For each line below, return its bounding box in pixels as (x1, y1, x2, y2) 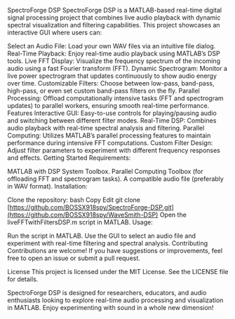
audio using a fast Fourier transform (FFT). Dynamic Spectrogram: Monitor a (7, 65, 228, 72)
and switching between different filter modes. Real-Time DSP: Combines (7, 116, 217, 125)
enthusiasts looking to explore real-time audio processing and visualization (7, 296, 224, 304)
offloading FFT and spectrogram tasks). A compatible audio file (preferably (7, 175, 224, 183)
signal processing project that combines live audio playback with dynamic (7, 13, 221, 22)
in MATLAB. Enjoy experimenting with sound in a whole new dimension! (7, 304, 214, 311)
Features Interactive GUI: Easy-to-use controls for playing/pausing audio (7, 109, 217, 117)
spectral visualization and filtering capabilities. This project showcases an (7, 21, 220, 29)
